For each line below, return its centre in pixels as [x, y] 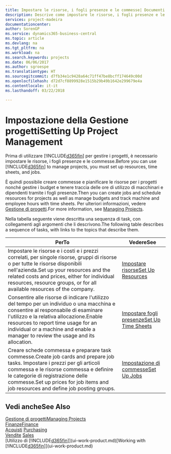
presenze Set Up [141, 320]
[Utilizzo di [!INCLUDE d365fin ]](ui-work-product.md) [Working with [76, 441]
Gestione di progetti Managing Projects [46, 419]
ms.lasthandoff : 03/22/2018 [35, 90]
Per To [62, 243]
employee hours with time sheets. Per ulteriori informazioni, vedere [76, 204]
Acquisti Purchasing [26, 430]
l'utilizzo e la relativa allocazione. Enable [55, 316]
